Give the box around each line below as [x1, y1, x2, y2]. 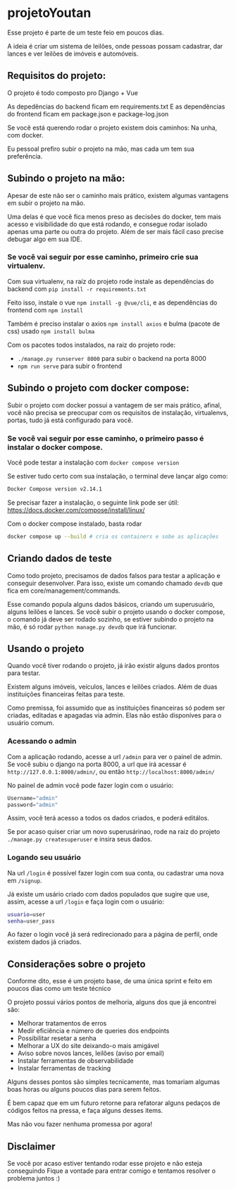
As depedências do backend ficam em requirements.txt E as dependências [7, 102, 225, 111]
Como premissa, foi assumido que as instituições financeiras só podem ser [7, 703, 225, 713]
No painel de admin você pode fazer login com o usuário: [7, 781, 174, 789]
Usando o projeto [7, 643, 85, 655]
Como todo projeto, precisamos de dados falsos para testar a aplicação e [7, 571, 221, 579]
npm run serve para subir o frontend [17, 362, 122, 370]
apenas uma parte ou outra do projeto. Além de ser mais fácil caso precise [7, 227, 224, 235]
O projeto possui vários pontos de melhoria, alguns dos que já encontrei [7, 998, 217, 1006]
